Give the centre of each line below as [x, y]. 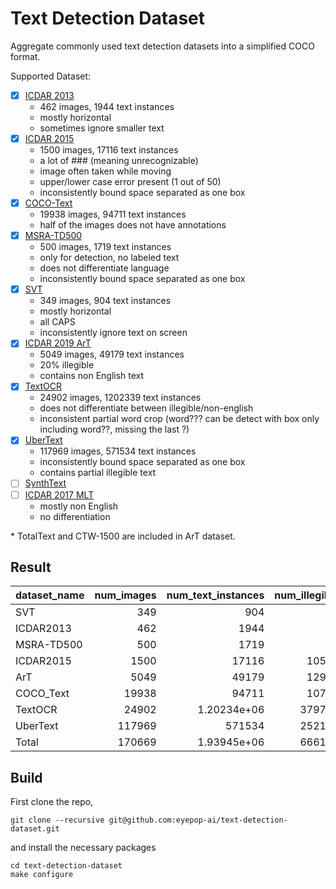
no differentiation [75, 516]
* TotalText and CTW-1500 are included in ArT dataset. [123, 536]
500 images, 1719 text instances [105, 247]
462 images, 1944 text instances [107, 106]
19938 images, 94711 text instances [113, 214]
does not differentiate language [104, 268]
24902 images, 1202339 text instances [120, 398]
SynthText [45, 483]
